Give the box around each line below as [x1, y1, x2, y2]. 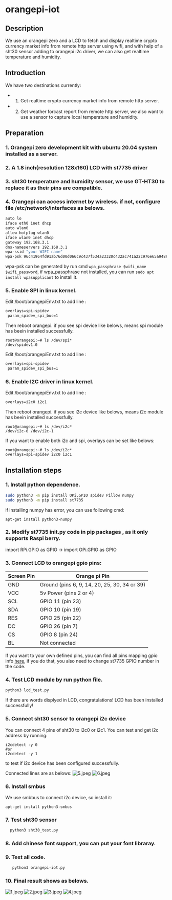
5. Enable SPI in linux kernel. [5, 287, 77, 294]
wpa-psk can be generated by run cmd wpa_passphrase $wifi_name [5, 264, 146, 270]
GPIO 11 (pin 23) [40, 598, 81, 605]
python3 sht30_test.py [10, 828, 58, 833]
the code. [5, 664, 26, 670]
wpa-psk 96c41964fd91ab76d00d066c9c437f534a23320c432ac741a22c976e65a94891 [5, 254, 170, 259]
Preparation [5, 129, 44, 138]
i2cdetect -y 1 [5, 751, 38, 756]
